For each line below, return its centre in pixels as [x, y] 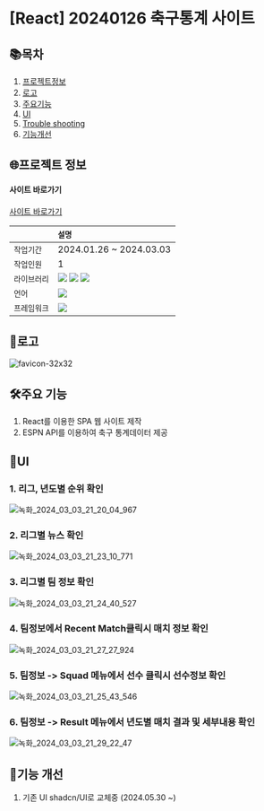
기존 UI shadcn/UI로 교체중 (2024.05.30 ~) [99, 798]
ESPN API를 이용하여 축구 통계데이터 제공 [95, 432]
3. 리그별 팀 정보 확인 [52, 582]
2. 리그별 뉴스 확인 [47, 535]
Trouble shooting [54, 123]
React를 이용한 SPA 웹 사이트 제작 [82, 422]
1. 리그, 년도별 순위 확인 [56, 488]
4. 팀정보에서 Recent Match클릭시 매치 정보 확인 [109, 629]
